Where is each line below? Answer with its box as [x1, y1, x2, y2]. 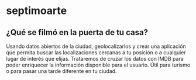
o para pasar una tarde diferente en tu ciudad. [6, 68, 117, 74]
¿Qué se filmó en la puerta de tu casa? [6, 27, 148, 37]
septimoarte [6, 4, 67, 18]
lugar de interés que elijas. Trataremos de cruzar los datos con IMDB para [6, 55, 184, 62]
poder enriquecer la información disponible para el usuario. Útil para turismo [6, 61, 191, 68]
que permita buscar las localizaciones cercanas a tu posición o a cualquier [6, 49, 186, 56]
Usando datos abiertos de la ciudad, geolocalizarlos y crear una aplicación [6, 43, 186, 50]
